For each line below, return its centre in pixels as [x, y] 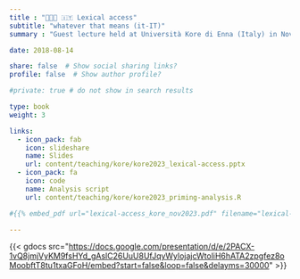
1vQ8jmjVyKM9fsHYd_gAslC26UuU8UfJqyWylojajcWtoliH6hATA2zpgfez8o [147, 256]
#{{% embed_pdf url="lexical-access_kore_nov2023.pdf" [113, 213]
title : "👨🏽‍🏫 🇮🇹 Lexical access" [73, 17]
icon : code [46, 181]
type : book [29, 107]
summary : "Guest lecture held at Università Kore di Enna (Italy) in [143, 34]
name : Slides [50, 156]
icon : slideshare [58, 148]
